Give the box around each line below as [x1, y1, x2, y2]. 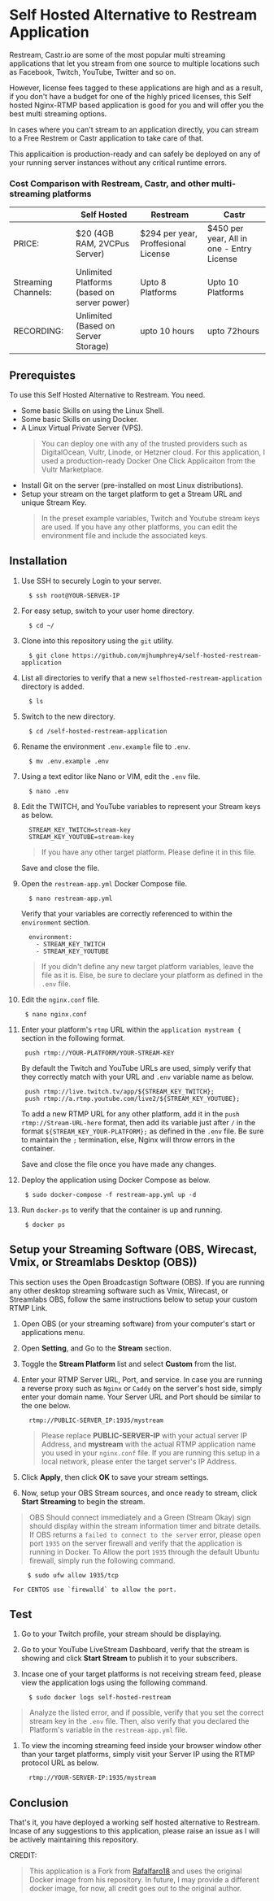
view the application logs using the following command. [20, 1677, 208, 1688]
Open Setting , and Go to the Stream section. [20, 1343, 172, 1353]
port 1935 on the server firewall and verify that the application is [28, 1538, 243, 1548]
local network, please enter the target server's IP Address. [41, 1456, 237, 1466]
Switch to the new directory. [20, 711, 116, 721]
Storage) [75, 341, 110, 352]
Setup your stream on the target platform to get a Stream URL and [20, 489, 242, 499]
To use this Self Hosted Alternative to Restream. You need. [9, 390, 206, 400]
